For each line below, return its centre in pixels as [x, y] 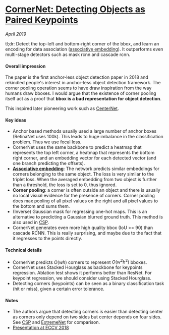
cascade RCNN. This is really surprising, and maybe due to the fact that [87, 233]
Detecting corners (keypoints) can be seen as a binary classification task [88, 284]
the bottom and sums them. [41, 206]
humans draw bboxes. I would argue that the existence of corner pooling [81, 93]
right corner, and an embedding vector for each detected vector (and [84, 158]
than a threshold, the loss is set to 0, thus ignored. [65, 185]
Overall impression [25, 66]
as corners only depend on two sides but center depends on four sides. [87, 317]
